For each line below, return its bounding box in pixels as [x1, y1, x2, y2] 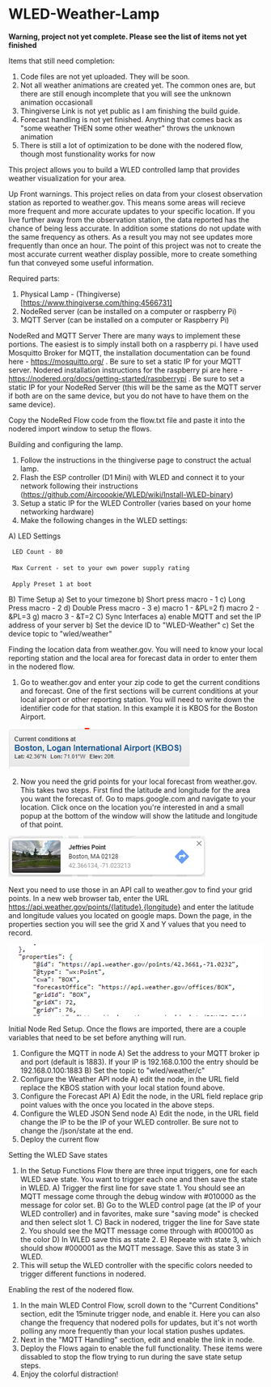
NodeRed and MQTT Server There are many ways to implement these [8, 330, 241, 340]
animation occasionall [19, 97, 93, 107]
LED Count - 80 [11, 547, 63, 555]
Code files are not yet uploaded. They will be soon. [19, 71, 190, 81]
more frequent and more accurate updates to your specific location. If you [8, 206, 256, 215]
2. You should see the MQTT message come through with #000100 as [19, 1226, 254, 1236]
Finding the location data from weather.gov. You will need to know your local [8, 645, 264, 654]
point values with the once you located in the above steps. [19, 1100, 215, 1109]
